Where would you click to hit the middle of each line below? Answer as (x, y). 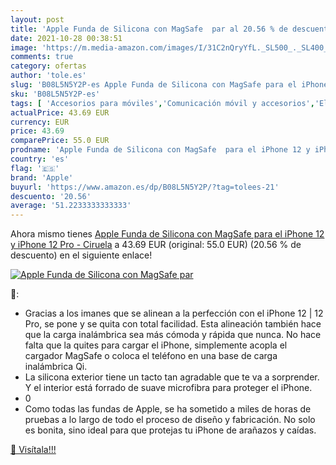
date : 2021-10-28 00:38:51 (66, 38)
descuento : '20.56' (51, 196)
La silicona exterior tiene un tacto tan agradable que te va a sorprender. (172, 377)
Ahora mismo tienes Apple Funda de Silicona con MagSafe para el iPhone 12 (167, 234)
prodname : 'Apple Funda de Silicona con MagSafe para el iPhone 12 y (160, 150)
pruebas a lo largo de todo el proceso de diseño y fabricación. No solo (170, 420)
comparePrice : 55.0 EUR (60, 141)
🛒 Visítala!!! (33, 450)
